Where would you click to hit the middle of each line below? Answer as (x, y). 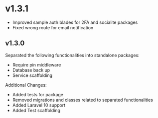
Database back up (31, 70)
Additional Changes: (26, 85)
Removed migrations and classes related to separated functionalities (83, 100)
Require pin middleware (37, 64)
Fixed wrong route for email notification (53, 27)
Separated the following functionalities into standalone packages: (72, 55)
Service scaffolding (32, 75)
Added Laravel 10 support (39, 105)
